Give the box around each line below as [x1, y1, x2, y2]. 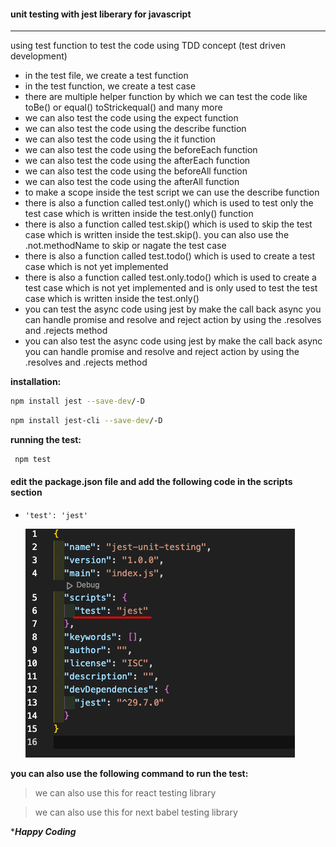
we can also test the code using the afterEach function [24, 155, 251, 167]
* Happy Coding [10, 826, 77, 838]
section [10, 486, 43, 499]
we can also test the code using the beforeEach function [24, 144, 258, 156]
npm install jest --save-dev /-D [10, 396, 145, 407]
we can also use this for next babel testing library [34, 806, 238, 819]
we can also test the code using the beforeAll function [24, 165, 248, 177]
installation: [10, 376, 62, 388]
